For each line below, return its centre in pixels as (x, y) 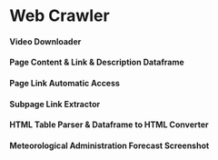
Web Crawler (60, 16)
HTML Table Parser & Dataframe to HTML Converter (109, 125)
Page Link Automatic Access (65, 83)
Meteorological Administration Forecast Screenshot (109, 145)
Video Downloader (45, 41)
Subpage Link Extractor (55, 104)
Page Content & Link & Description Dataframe (97, 62)
